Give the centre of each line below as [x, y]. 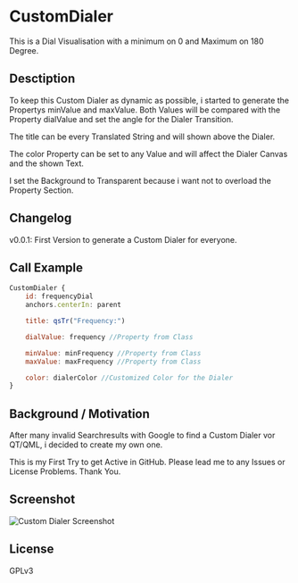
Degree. [24, 50]
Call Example [46, 267]
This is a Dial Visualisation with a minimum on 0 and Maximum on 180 [137, 41]
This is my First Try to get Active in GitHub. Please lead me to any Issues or [147, 462]
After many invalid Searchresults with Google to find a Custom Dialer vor [142, 436]
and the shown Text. [47, 163]
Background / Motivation [79, 414]
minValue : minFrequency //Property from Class [113, 353]
